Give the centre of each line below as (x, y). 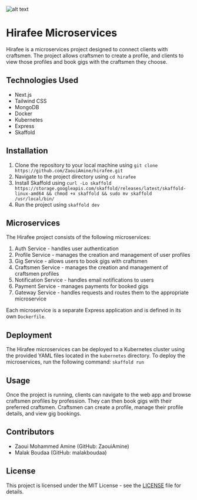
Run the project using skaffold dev (57, 204)
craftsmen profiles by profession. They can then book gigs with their (89, 401)
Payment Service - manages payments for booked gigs (81, 286)
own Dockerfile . (26, 316)
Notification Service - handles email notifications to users (84, 280)
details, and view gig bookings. (44, 414)
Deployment (29, 335)
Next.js (23, 94)
